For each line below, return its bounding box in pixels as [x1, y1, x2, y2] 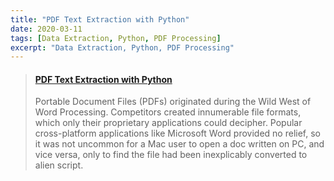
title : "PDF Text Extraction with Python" [10, 14, 190, 25]
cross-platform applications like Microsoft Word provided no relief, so [34, 127, 321, 140]
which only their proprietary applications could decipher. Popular [34, 117, 303, 129]
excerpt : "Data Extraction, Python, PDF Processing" [10, 42, 235, 53]
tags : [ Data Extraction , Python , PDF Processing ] [10, 33, 222, 43]
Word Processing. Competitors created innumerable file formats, [34, 106, 302, 118]
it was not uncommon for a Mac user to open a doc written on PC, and [34, 138, 325, 150]
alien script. [34, 159, 84, 171]
